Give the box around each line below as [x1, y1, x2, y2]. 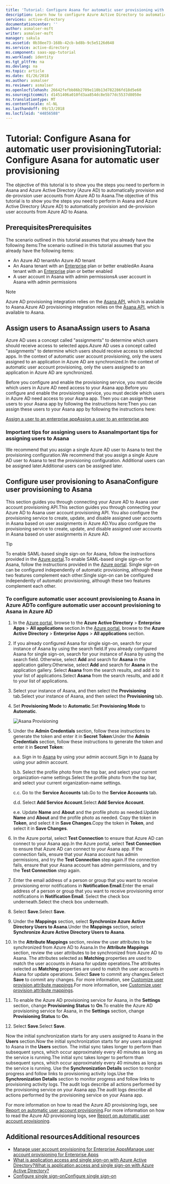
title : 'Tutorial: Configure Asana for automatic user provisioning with [6, 7, 164, 13]
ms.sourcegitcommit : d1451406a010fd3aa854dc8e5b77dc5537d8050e [6, 92, 142, 97]
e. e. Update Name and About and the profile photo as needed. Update [13, 809, 159, 815]
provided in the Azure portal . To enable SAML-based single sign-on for [6, 556, 152, 562]
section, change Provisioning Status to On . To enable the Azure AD [13, 1002, 153, 1008]
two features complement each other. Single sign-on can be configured [6, 572, 153, 578]
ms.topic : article [6, 69, 44, 74]
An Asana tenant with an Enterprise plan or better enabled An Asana [13, 263, 154, 269]
